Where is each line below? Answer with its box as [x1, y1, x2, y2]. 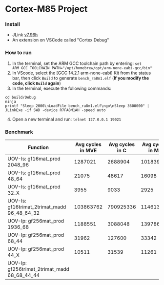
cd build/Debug [5, 95, 36, 100]
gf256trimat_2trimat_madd [7, 266, 70, 273]
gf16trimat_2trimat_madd [7, 204, 66, 210]
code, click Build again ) [12, 80, 61, 86]
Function [27, 144, 49, 151]
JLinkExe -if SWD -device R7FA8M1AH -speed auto [5, 107, 106, 113]
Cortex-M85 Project [5, 3, 88, 15]
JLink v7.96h [12, 32, 38, 38]
